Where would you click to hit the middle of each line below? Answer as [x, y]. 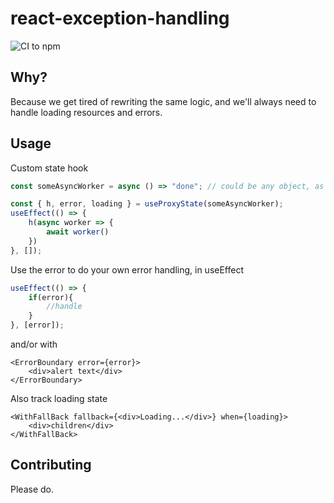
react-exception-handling [120, 18]
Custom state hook [49, 168]
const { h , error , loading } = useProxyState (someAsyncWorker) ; [147, 204]
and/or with [34, 344]
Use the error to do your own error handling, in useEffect [127, 269]
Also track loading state [59, 399]
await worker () [78, 232]
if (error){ [51, 297]
